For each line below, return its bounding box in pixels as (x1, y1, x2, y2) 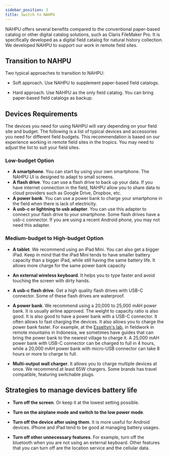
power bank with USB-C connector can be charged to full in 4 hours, (12, 340, 155, 346)
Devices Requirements (5, 110, 78, 118)
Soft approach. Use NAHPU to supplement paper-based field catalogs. (12, 80, 159, 86)
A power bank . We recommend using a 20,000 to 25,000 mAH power (12, 302, 157, 309)
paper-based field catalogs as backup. (12, 95, 93, 101)
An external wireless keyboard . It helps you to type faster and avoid (12, 272, 155, 278)
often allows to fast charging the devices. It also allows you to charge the (12, 319, 164, 325)
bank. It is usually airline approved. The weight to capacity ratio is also (12, 308, 158, 314)
